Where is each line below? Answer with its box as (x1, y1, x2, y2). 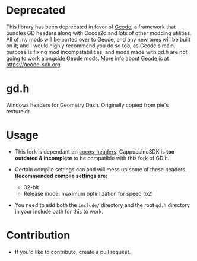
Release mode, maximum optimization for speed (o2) (23, 190, 153, 197)
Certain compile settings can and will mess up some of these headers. (14, 165, 187, 173)
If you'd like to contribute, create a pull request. (14, 248, 131, 255)
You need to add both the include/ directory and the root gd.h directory (14, 201, 190, 208)
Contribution (6, 229, 71, 242)
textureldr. (6, 107, 31, 114)
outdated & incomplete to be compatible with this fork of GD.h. (14, 154, 170, 161)
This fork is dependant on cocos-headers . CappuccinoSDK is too (14, 148, 175, 155)
